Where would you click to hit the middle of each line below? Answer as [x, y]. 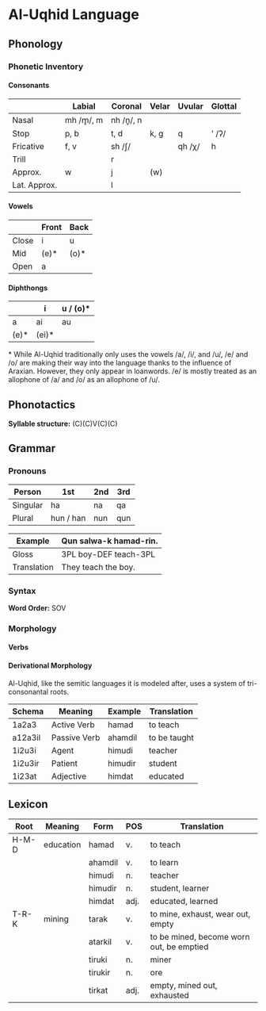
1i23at [25, 776]
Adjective [69, 776]
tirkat [98, 990]
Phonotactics [42, 405]
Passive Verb [76, 737]
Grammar [32, 448]
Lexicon [28, 804]
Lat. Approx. [35, 185]
